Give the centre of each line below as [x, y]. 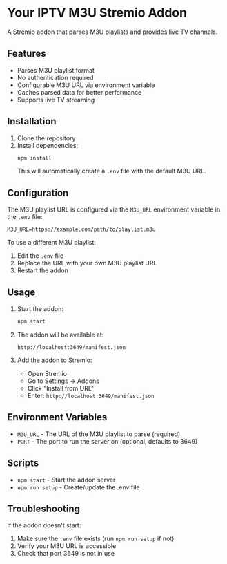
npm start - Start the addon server [66, 480]
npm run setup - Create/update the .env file [78, 487]
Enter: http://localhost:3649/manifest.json [91, 395]
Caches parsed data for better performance [79, 92]
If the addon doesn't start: [44, 525]
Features [27, 54]
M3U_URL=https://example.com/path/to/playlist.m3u [81, 229]
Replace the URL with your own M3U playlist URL [87, 263]
